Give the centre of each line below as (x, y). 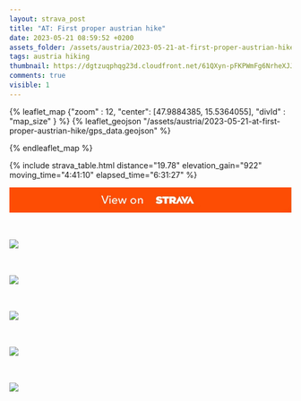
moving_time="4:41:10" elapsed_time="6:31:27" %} (103, 175)
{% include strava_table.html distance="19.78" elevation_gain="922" (136, 165)
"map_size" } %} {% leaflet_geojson (75, 121)
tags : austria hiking (50, 57)
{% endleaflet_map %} (51, 148)
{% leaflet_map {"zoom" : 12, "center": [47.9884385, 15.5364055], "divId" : (148, 111)
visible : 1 (30, 85)
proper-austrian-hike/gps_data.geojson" (84, 131)
